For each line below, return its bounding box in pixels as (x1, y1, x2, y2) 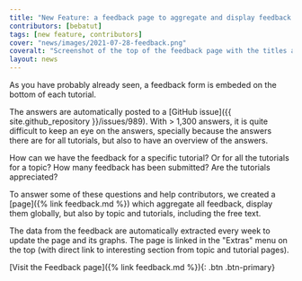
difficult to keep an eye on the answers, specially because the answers (9, 126, 272, 136)
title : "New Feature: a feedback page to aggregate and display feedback (9, 13, 292, 22)
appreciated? (9, 171, 58, 182)
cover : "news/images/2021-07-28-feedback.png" (9, 38, 187, 48)
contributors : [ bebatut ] (9, 22, 102, 31)
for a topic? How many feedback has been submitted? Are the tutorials (9, 162, 271, 172)
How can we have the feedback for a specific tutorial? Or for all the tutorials (9, 153, 289, 162)
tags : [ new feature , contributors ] (9, 30, 143, 39)
